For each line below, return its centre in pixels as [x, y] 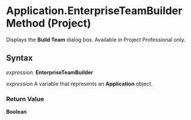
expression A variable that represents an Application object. [80, 84]
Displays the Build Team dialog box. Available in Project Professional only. [96, 39]
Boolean [17, 112]
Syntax [19, 58]
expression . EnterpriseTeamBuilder [50, 72]
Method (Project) [49, 23]
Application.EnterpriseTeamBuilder [94, 11]
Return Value [25, 99]
